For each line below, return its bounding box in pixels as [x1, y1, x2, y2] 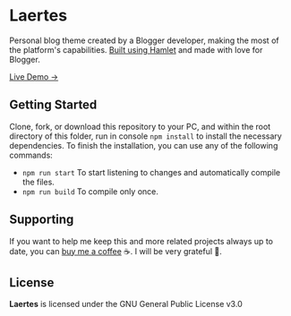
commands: [9, 149, 54, 160]
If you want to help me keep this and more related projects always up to [9, 235, 273, 246]
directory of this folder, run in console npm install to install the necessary [9, 131, 282, 141]
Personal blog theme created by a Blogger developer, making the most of [9, 35, 279, 46]
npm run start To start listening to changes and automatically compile [21, 167, 281, 177]
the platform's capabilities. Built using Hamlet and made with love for [9, 44, 263, 55]
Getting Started [9, 98, 98, 113]
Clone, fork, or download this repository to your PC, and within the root [9, 121, 271, 132]
